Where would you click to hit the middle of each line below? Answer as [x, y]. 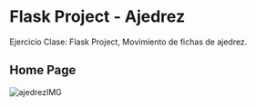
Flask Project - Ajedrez [97, 17]
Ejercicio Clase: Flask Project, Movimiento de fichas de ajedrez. [128, 42]
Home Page [43, 70]
